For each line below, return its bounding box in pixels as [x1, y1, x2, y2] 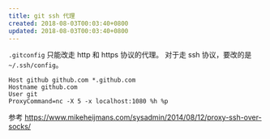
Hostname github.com [8, 83, 79, 91]
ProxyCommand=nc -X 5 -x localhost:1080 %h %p [8, 98, 169, 106]
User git [8, 91, 38, 99]
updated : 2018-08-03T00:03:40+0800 [8, 27, 129, 35]
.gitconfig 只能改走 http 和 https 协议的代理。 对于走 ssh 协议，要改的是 [8, 50, 252, 60]
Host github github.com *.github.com [8, 76, 136, 85]
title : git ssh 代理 [8, 11, 75, 20]
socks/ [8, 122, 31, 132]
